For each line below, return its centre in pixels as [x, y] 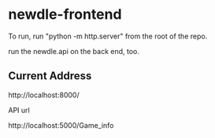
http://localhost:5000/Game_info [61, 125]
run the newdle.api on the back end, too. [74, 51]
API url [19, 110]
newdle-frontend [65, 15]
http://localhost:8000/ [44, 95]
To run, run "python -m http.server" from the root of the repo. [108, 36]
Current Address [50, 76]
